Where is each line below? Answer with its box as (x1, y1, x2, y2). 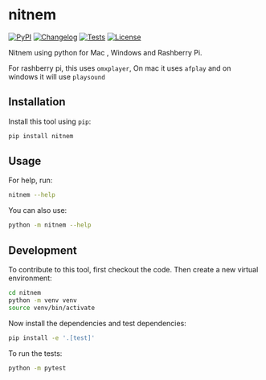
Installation (8, 95, 66, 109)
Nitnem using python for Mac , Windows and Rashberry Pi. (8, 47, 203, 57)
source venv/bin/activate (8, 304, 95, 312)
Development (8, 243, 78, 257)
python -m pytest (8, 364, 67, 372)
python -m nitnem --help (8, 221, 92, 230)
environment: (8, 273, 52, 283)
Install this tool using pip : (8, 116, 92, 126)
